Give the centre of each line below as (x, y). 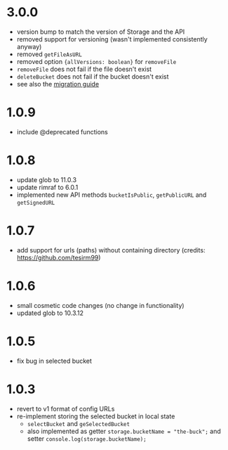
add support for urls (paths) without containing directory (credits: (111, 250)
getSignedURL (36, 202)
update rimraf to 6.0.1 (47, 187)
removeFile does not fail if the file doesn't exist (84, 69)
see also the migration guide (58, 84)
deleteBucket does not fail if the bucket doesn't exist (93, 76)
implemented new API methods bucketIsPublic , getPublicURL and (112, 195)
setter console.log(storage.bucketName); (87, 438)
